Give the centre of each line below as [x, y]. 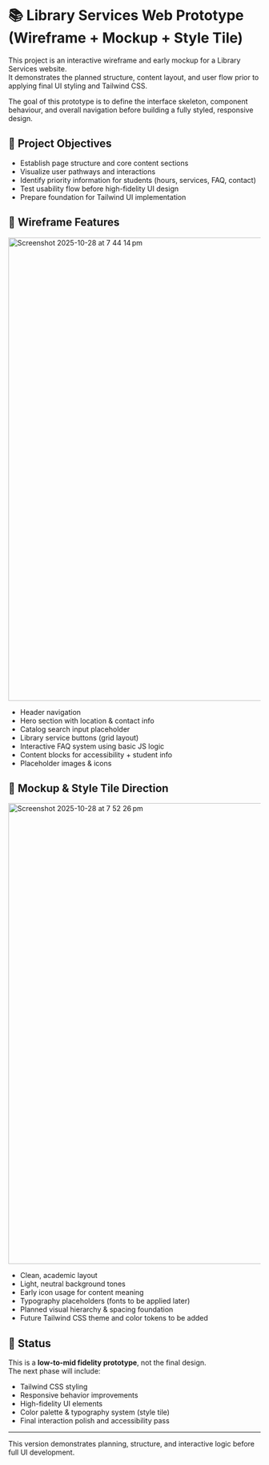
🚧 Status [30, 1343]
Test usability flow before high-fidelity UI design [99, 189]
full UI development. [42, 1452]
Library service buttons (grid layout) [79, 737]
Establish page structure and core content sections [104, 163]
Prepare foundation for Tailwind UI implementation [103, 197]
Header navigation [50, 712]
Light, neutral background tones [72, 1284]
